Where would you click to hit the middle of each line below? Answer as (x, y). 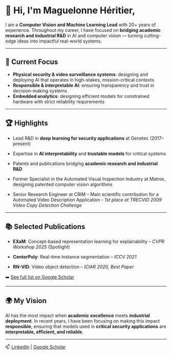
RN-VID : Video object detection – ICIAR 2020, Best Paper (73, 267)
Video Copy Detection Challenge (47, 205)
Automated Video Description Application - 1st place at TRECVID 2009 (87, 200)
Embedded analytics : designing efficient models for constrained (81, 96)
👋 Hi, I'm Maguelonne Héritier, (70, 11)
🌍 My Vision (26, 300)
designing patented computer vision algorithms (62, 184)
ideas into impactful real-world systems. (60, 41)
